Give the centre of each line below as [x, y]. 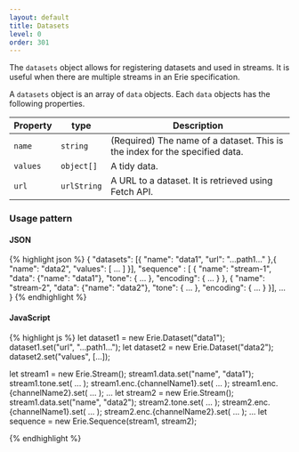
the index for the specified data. [177, 152]
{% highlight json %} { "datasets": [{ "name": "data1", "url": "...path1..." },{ [143, 260]
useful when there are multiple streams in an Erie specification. [125, 77]
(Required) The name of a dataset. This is [197, 141]
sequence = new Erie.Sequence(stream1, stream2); [103, 421]
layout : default [39, 17]
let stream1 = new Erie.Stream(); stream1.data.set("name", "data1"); [132, 374]
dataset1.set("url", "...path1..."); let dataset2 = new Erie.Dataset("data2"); [141, 347]
